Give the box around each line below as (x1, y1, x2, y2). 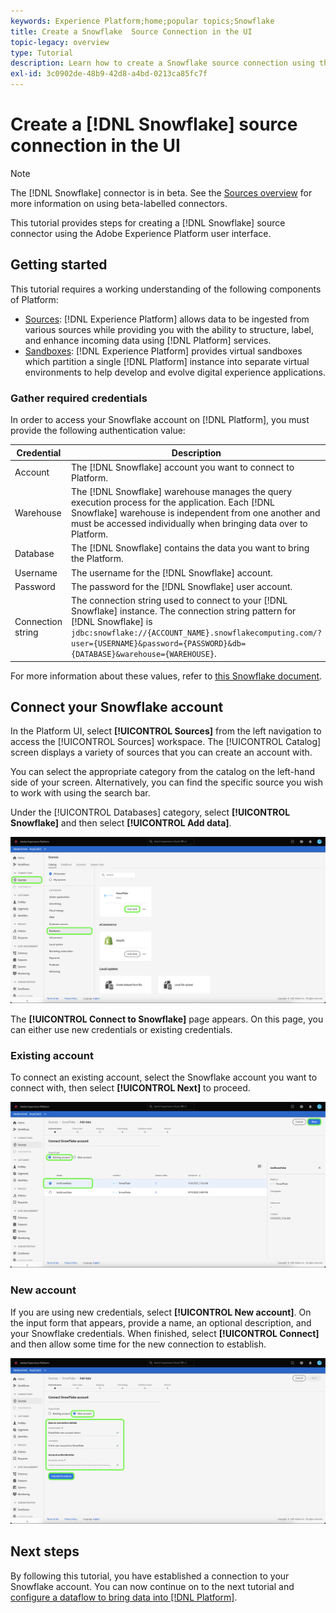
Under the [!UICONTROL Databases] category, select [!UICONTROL (10, 806, 291, 819)
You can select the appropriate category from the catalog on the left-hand (10, 766, 316, 778)
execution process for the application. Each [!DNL (70, 496, 275, 509)
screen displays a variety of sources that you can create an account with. (10, 746, 313, 759)
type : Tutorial (10, 48, 74, 58)
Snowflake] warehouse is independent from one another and (70, 507, 321, 519)
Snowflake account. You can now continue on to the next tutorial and (10, 1580, 295, 1592)
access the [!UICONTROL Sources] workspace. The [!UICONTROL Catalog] (10, 736, 322, 748)
